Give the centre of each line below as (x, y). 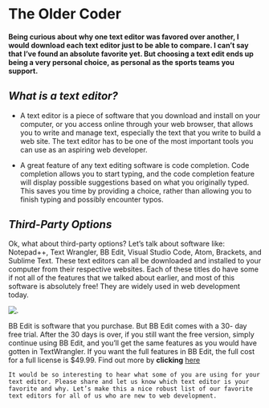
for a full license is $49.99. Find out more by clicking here (104, 360)
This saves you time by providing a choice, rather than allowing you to (136, 190)
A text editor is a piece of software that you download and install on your (140, 115)
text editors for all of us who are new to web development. (113, 396)
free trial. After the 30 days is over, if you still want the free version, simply (131, 335)
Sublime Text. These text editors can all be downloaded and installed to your (135, 261)
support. (23, 71)
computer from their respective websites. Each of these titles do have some (134, 269)
